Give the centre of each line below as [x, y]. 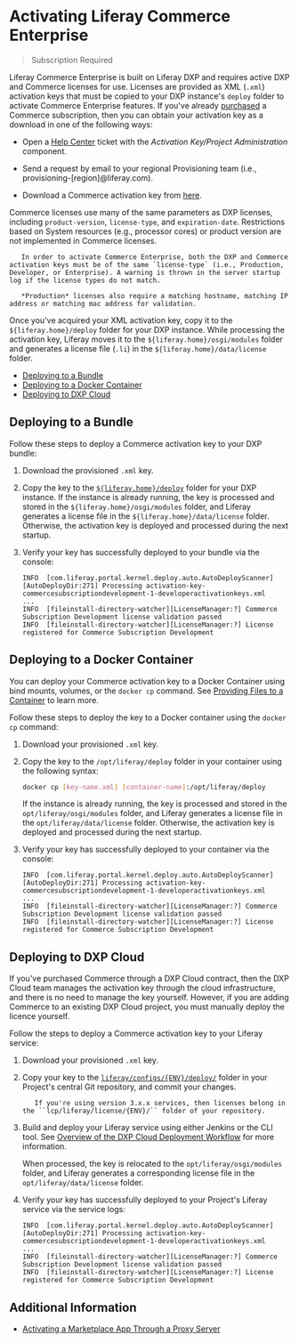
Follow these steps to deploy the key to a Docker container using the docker [148, 717]
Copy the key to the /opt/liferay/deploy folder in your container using [152, 761]
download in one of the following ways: [81, 124]
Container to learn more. [54, 700]
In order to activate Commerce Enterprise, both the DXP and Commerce [155, 257]
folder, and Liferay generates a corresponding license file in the [138, 1173]
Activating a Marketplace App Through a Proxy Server [121, 1329]
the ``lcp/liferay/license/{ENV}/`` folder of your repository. [144, 1111]
